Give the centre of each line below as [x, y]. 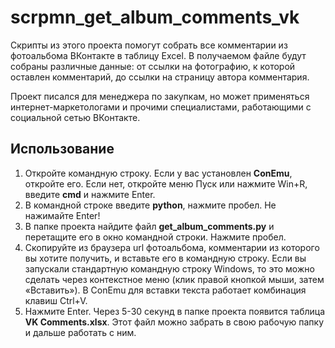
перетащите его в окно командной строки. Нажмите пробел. [155, 237]
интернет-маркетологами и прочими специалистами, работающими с [161, 107]
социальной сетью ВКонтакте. [75, 117]
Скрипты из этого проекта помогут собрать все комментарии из [149, 45]
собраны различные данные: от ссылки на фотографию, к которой [153, 66]
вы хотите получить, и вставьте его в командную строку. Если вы [165, 258]
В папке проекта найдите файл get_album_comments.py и [149, 226]
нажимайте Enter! [62, 215]
